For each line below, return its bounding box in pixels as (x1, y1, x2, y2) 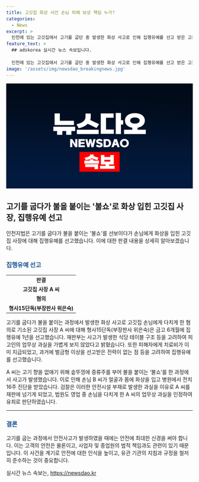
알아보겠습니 (160, 237, 190, 244)
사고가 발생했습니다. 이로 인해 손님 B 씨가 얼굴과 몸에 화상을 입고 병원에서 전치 (12, 376, 192, 383)
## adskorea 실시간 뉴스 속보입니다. (11, 47, 92, 53)
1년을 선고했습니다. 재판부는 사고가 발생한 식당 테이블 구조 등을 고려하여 (21, 334, 187, 341)
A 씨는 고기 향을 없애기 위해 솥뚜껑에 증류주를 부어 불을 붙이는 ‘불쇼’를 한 (6, 369, 174, 376)
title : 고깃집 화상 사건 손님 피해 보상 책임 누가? (6, 9, 115, 15)
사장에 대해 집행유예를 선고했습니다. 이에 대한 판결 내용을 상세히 (12, 237, 159, 244)
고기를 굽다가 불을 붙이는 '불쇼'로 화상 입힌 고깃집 (6, 202, 175, 212)
